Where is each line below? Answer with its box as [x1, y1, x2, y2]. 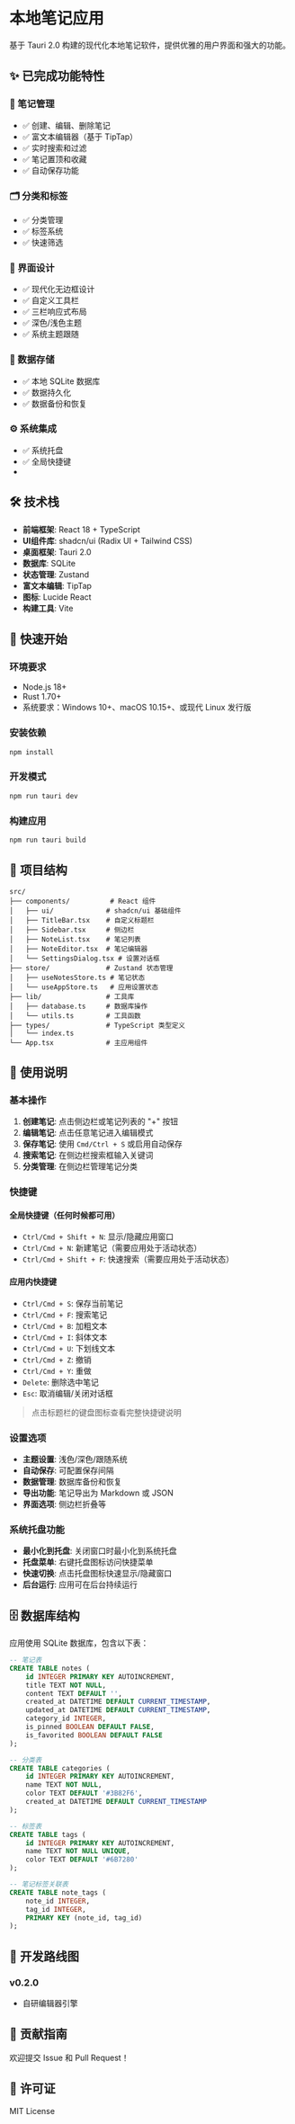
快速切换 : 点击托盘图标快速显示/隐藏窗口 [22, 1568, 173, 1579]
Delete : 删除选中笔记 [22, 1377, 99, 1388]
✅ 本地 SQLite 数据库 [22, 375, 101, 387]
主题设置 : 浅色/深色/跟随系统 [22, 1453, 128, 1464]
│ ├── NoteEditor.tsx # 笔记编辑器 [9, 944, 148, 953]
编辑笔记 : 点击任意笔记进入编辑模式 [22, 1128, 154, 1138]
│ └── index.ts [9, 1029, 75, 1038]
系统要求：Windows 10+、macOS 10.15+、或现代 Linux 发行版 [22, 702, 252, 713]
